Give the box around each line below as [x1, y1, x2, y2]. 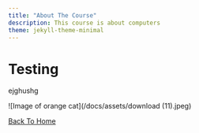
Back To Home [8, 116, 57, 126]
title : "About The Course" [8, 11, 97, 20]
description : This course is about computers [8, 19, 160, 27]
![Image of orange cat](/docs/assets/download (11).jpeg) [8, 102, 192, 111]
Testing [8, 60, 59, 78]
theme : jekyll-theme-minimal [8, 26, 104, 34]
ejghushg [8, 86, 39, 95]
